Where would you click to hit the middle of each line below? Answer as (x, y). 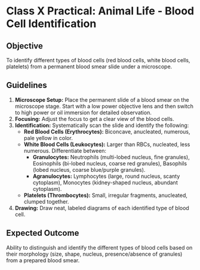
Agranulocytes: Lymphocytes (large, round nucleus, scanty (106, 176)
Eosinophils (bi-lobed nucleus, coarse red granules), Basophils (110, 163)
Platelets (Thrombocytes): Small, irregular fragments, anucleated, (106, 195)
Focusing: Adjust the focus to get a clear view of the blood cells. (94, 119)
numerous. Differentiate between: (65, 150)
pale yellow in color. (48, 138)
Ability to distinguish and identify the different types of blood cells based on (99, 247)
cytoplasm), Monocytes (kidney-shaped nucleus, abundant (105, 182)
